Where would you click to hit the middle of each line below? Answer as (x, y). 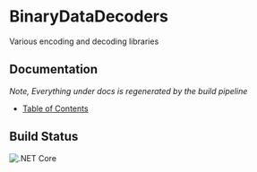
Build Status (44, 137)
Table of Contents (55, 108)
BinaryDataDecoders (89, 17)
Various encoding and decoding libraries (84, 41)
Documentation (54, 69)
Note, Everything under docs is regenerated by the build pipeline (128, 90)
